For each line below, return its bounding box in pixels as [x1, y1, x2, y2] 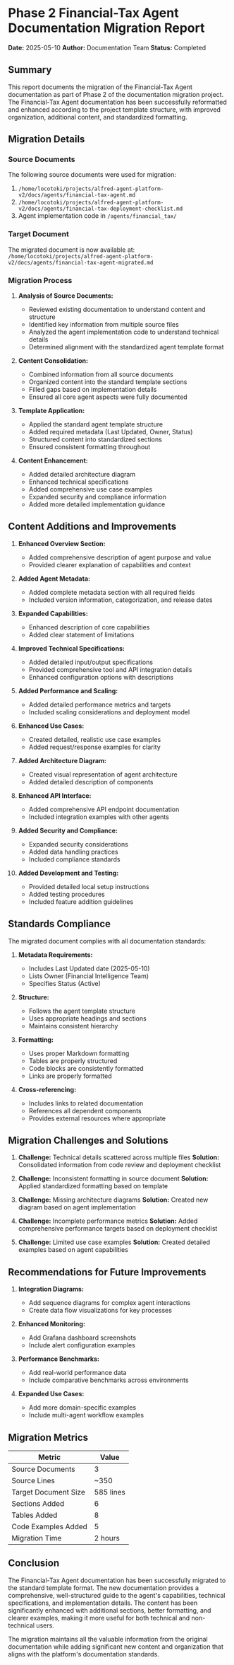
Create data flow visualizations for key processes [28, 1306, 172, 1315]
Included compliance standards [28, 854, 121, 864]
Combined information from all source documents [28, 370, 173, 379]
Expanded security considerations [28, 840, 129, 848]
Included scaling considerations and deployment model [28, 707, 190, 716]
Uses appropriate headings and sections [28, 1014, 147, 1023]
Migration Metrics [8, 1431, 89, 1444]
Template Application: [18, 407, 85, 415]
